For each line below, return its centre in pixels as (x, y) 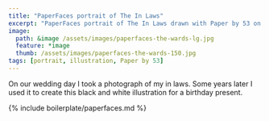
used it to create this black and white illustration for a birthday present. (126, 92)
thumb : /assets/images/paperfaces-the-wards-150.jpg (106, 53)
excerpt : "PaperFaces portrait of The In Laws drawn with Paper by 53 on (135, 23)
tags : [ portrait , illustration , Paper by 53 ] (86, 61)
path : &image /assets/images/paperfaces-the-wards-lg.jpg (115, 38)
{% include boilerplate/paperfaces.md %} (78, 108)
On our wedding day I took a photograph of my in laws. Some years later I (130, 83)
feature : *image (43, 46)
